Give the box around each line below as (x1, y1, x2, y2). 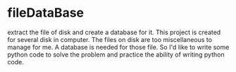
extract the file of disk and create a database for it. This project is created (7, 28, 221, 36)
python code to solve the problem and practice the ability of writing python (7, 50, 225, 59)
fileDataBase (7, 5, 85, 21)
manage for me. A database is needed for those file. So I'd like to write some (7, 43, 230, 51)
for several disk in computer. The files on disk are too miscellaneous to (7, 35, 213, 43)
